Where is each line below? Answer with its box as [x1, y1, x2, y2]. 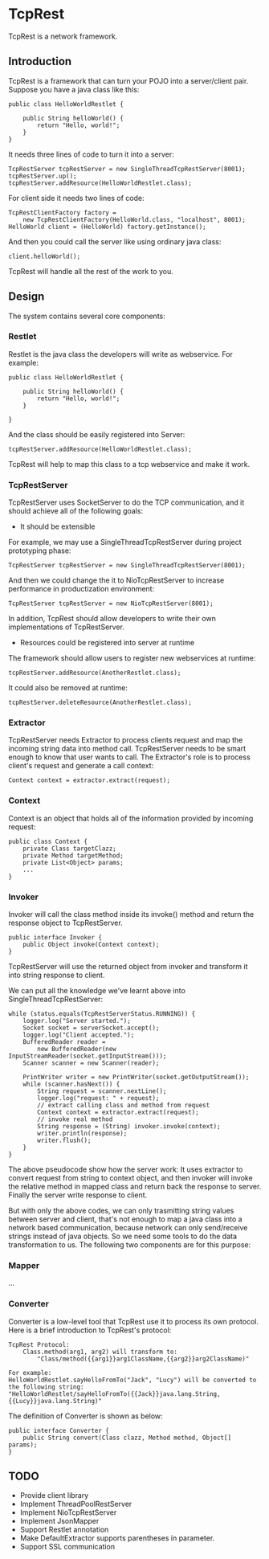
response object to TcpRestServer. [8, 918, 123, 928]
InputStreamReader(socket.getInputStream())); [8, 1052, 167, 1061]
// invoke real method [37, 1115, 113, 1123]
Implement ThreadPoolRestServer [19, 1500, 132, 1509]
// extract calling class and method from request [37, 1102, 210, 1110]
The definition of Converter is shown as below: [8, 1411, 163, 1421]
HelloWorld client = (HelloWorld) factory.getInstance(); [8, 223, 206, 231]
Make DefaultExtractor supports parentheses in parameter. [19, 1533, 215, 1543]
